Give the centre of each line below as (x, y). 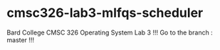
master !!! (21, 39)
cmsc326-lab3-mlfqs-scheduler (105, 13)
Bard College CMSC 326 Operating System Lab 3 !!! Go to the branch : (110, 32)
